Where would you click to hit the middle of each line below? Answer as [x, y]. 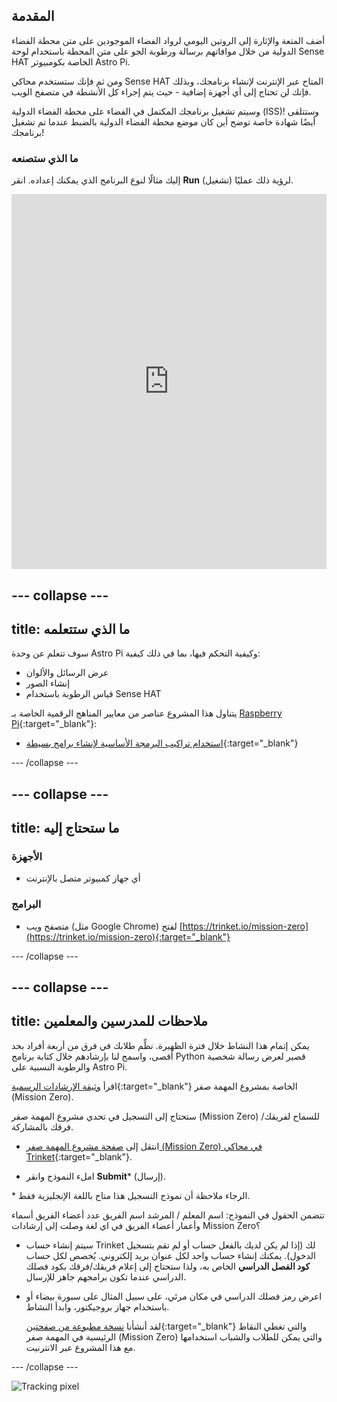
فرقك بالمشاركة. [42, 1126]
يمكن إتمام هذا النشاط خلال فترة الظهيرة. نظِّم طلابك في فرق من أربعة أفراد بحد [160, 1045]
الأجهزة [27, 857]
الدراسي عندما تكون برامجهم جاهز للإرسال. [106, 1276]
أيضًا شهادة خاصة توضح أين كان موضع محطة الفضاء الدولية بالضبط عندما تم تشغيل [163, 121]
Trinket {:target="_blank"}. [79, 1156]
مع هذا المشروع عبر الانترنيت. [80, 1347]
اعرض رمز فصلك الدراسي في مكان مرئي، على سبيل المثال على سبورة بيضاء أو [174, 1296]
